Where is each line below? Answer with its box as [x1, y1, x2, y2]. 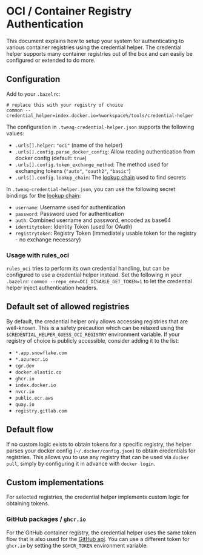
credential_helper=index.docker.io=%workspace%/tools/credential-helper [6, 112, 194, 119]
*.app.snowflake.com [15, 350, 67, 356]
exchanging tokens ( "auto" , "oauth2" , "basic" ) [15, 167, 131, 174]
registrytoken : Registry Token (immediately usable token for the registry [15, 229, 197, 237]
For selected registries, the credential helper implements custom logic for [6, 493, 190, 501]
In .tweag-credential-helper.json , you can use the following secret [6, 185, 176, 192]
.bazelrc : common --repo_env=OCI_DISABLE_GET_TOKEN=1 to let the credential [6, 278, 192, 285]
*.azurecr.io [15, 356, 48, 362]
